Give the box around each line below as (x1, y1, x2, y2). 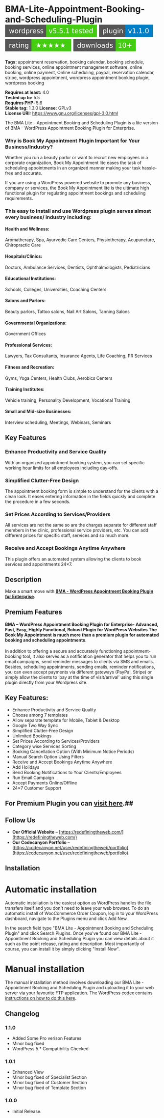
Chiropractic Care (5, 242, 41, 248)
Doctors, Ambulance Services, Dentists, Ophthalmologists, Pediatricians (5, 264, 150, 270)
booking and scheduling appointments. (5, 637, 87, 643)
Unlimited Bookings (12, 733, 52, 739)
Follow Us (5, 816, 36, 824)
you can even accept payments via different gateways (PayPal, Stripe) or (5, 669, 152, 675)
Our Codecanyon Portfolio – (12, 839, 70, 845)
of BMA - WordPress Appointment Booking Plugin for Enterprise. (5, 125, 136, 131)
